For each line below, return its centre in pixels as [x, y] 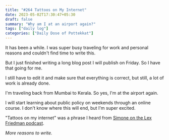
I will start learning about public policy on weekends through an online [78, 103]
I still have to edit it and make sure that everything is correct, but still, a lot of [84, 78]
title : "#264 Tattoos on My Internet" [46, 10]
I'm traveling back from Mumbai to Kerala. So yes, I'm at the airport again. [82, 93]
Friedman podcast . [25, 123]
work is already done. [28, 83]
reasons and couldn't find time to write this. [50, 53]
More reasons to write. [29, 133]
